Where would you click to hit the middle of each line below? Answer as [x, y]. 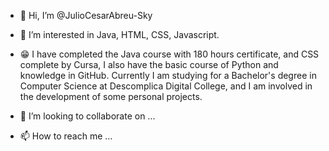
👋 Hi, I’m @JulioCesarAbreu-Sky [86, 15]
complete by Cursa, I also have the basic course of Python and [149, 64]
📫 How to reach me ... [66, 136]
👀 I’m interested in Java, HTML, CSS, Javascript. [119, 34]
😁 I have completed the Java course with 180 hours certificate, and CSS [169, 54]
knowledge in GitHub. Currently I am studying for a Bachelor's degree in [168, 75]
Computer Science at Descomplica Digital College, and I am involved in [166, 86]
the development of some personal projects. [111, 96]
